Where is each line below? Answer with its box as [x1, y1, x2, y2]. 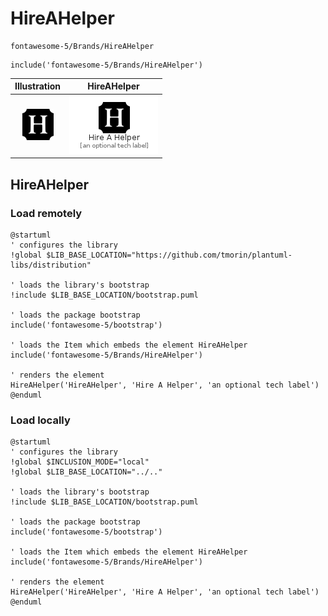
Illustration [14, 80, 62, 92]
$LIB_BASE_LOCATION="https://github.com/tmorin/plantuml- [46, 250, 293, 260]
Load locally [10, 413, 71, 427]
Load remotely [10, 206, 83, 220]
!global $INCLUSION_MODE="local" [10, 457, 150, 467]
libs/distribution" [10, 260, 92, 270]
